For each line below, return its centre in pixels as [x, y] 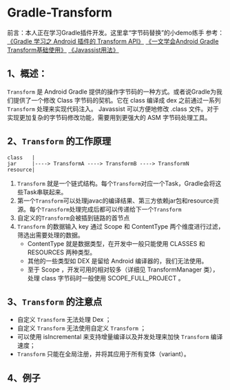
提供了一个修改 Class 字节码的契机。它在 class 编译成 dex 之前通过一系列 [117, 100]
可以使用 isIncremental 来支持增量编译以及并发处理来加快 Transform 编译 [120, 337]
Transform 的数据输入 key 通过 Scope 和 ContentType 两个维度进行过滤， [121, 226]
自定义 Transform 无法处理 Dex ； [64, 320]
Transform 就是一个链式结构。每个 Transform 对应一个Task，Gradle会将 [116, 183]
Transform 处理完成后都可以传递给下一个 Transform [111, 209]
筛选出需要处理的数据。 [50, 235]
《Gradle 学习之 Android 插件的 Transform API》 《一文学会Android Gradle [113, 41]
